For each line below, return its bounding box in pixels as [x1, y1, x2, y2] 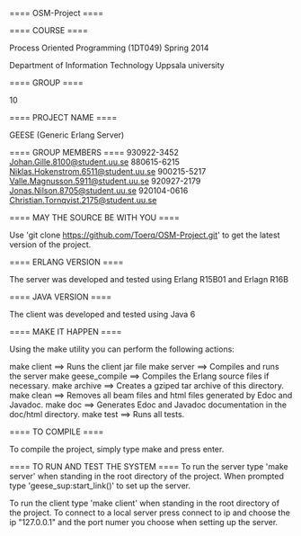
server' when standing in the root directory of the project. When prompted [9, 471, 285, 481]
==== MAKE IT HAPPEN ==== [9, 326, 122, 336]
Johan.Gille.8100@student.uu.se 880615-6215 [9, 156, 180, 167]
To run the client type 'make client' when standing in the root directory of [9, 498, 280, 508]
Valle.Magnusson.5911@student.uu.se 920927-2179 [9, 175, 201, 186]
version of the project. [9, 239, 92, 250]
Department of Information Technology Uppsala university [9, 60, 225, 70]
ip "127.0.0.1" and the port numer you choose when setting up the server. [9, 517, 279, 527]
